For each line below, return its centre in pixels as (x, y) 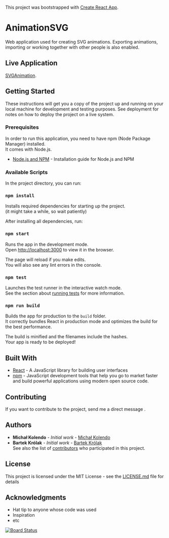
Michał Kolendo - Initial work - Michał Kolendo (61, 437)
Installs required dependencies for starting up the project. (65, 206)
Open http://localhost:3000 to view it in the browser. (60, 249)
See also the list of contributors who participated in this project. (79, 448)
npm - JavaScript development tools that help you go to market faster (85, 376)
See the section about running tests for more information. (65, 293)
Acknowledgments (36, 497)
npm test (16, 277)
